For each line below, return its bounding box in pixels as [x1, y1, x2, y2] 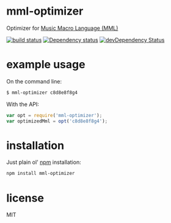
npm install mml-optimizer [6, 171, 75, 177]
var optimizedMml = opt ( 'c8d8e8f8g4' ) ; [6, 118, 108, 124]
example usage [6, 58, 85, 71]
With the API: [6, 101, 40, 108]
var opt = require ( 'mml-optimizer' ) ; [6, 112, 103, 118]
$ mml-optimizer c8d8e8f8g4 [6, 90, 78, 96]
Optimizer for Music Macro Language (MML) [6, 24, 118, 32]
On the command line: [6, 77, 62, 85]
